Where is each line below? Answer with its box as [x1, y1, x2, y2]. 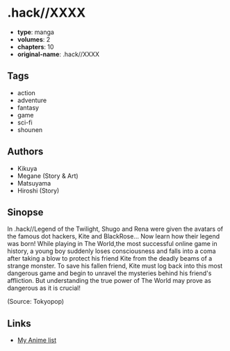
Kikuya [17, 164, 38, 172]
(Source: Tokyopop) [7, 297, 65, 306]
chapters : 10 [17, 42, 54, 51]
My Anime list [17, 336, 57, 345]
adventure [17, 96, 47, 104]
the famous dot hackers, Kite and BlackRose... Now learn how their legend [7, 232, 220, 240]
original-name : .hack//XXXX [17, 50, 99, 58]
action [17, 88, 36, 97]
